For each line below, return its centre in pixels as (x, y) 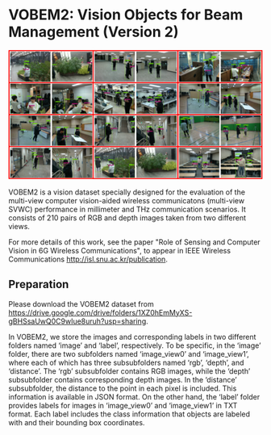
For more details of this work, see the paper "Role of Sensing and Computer (134, 242)
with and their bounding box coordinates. (77, 422)
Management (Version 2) (94, 32)
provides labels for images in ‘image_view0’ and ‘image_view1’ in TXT (123, 405)
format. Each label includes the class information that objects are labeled (129, 414)
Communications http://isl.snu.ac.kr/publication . (88, 259)
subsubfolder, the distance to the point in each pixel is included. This (123, 388)
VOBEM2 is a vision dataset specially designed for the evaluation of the (127, 192)
